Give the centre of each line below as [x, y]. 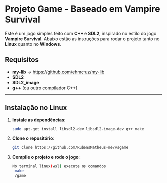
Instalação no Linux [36, 108]
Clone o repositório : [33, 138]
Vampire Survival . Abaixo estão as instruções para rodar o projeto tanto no [82, 39]
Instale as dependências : [39, 120]
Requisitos [22, 60]
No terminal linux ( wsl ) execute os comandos [59, 166]
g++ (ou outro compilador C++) [45, 88]
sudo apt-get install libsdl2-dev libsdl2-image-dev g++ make [78, 129]
